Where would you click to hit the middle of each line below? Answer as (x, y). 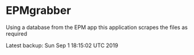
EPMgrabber (38, 11)
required (17, 33)
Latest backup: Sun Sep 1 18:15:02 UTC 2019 (62, 45)
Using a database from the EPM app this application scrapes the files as (97, 27)
